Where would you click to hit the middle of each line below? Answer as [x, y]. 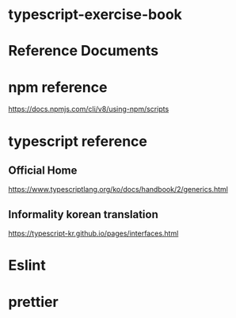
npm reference [58, 87]
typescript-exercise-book [95, 15]
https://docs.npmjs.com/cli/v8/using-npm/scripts [89, 109]
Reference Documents [84, 51]
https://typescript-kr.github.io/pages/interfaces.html [93, 234]
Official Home [43, 170]
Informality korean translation [83, 215]
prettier [33, 302]
